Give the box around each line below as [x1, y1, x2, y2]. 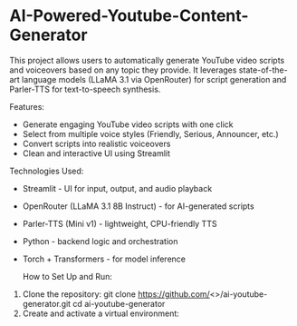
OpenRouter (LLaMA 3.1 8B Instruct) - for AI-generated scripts [22, 201, 255, 212]
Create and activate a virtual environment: [22, 308, 179, 319]
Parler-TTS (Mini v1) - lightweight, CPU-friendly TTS [22, 218, 217, 229]
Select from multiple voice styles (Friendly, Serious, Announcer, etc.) [22, 128, 279, 139]
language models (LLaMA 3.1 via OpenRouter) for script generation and [21, 74, 287, 84]
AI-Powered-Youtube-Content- [9, 5, 249, 26]
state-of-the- [238, 64, 288, 75]
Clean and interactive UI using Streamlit [22, 147, 170, 159]
